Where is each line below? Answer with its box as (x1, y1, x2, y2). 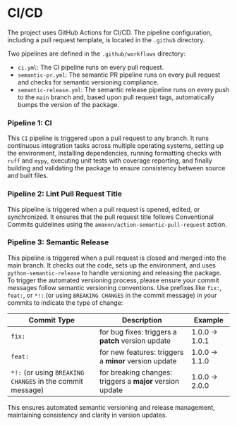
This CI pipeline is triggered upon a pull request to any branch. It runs (7, 134, 209, 142)
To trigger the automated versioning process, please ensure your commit (7, 276, 220, 284)
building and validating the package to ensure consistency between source (7, 164, 226, 173)
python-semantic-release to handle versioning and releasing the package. (7, 268, 222, 277)
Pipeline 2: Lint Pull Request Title (7, 189, 122, 199)
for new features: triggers (99, 347, 184, 357)
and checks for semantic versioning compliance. (17, 77, 159, 86)
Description (121, 315, 162, 325)
